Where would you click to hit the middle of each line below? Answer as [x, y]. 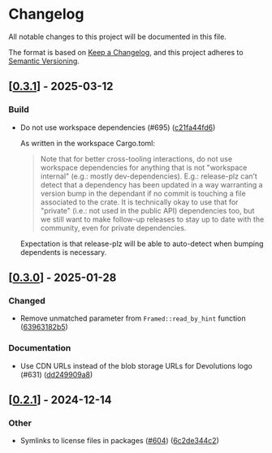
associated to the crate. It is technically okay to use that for [139, 202]
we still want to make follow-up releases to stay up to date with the [152, 219]
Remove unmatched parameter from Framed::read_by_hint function [133, 318]
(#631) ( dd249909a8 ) [56, 374]
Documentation [40, 348]
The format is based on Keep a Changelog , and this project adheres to [126, 52]
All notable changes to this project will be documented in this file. [118, 37]
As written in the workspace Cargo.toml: [88, 143]
